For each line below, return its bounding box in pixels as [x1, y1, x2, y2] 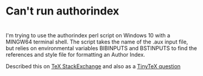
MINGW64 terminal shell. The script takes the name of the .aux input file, [5, 38, 188, 46]
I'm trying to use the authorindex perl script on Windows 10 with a [5, 32, 171, 39]
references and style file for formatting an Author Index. [5, 51, 145, 59]
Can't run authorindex [5, 4, 120, 18]
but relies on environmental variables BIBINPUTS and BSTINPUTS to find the [5, 45, 198, 52]
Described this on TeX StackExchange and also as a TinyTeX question [5, 63, 181, 70]
